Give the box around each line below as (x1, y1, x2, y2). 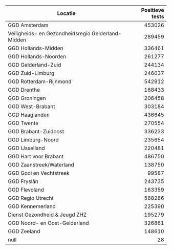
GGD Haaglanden (8, 111, 50, 118)
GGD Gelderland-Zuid (8, 61, 61, 68)
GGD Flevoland (8, 186, 45, 193)
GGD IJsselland (8, 144, 45, 152)
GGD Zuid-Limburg (8, 70, 55, 76)
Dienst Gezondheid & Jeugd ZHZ (8, 211, 87, 218)
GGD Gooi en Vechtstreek (8, 170, 70, 176)
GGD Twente (8, 120, 39, 127)
